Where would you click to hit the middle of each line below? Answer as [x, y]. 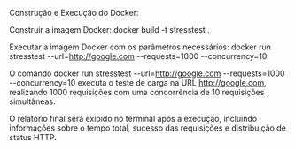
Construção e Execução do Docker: [74, 13]
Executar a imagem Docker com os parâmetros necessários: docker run [140, 47]
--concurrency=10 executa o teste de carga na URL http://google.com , [138, 82]
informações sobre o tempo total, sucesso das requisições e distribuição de [147, 128]
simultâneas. [32, 101]
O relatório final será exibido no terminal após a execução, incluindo [133, 119]
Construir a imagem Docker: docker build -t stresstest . [109, 30]
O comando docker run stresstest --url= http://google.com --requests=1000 [147, 73]
